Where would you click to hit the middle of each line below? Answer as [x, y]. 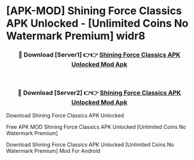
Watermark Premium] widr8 [76, 36]
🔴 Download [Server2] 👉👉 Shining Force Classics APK [99, 93]
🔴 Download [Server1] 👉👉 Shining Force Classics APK [99, 55]
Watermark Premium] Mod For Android [53, 151]
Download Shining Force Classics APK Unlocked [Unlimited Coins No [90, 144]
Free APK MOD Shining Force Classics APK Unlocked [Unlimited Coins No [96, 127]
